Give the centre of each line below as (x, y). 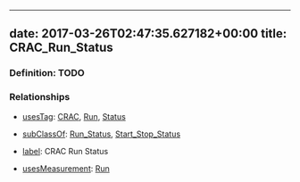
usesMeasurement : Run (66, 168)
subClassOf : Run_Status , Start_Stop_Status (101, 134)
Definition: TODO (47, 73)
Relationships (40, 97)
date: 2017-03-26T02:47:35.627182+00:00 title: (148, 33)
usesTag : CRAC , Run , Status (74, 116)
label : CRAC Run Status (65, 151)
